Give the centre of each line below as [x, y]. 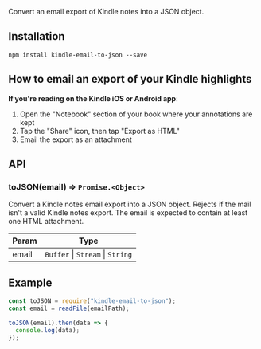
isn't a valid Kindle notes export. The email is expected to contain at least [128, 213]
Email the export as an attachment [76, 139]
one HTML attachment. [46, 222]
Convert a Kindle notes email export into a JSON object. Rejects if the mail [130, 204]
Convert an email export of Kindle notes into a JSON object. [106, 12]
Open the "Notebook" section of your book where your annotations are [136, 114]
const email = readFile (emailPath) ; [69, 308]
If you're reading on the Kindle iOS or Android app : [93, 98]
